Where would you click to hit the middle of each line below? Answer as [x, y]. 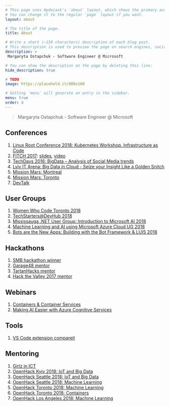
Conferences [26, 133]
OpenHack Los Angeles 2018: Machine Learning [63, 398]
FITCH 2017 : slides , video [39, 156]
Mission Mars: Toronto [36, 177]
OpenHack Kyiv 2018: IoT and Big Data [53, 371]
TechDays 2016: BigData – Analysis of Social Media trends [73, 161]
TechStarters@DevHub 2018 [42, 216]
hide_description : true [30, 70]
